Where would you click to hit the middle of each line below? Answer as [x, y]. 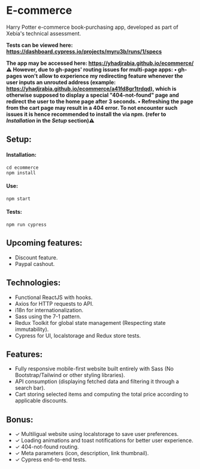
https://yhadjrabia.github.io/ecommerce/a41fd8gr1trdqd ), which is [91, 88]
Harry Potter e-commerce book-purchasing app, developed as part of [92, 27]
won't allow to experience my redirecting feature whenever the [103, 76]
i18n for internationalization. [49, 310]
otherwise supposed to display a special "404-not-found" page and [93, 95]
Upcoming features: [44, 243]
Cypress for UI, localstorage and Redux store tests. [78, 335]
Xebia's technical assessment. [44, 33]
